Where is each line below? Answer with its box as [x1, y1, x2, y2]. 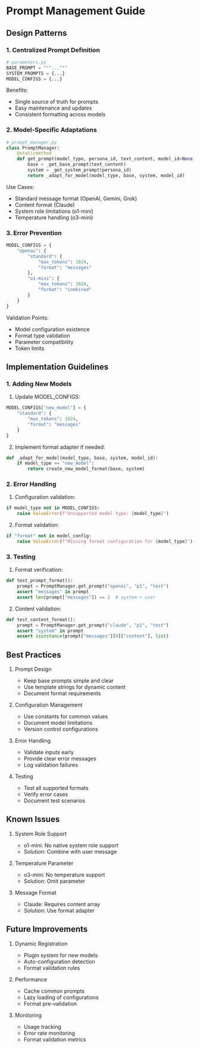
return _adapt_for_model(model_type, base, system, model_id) [27, 172, 185, 178]
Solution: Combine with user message [23, 848, 117, 855]
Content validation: [14, 605, 61, 612]
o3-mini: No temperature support [23, 871, 105, 878]
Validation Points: [6, 314, 49, 321]
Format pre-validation [23, 1000, 77, 1007]
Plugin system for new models [23, 951, 98, 959]
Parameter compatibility [14, 338, 74, 345]
